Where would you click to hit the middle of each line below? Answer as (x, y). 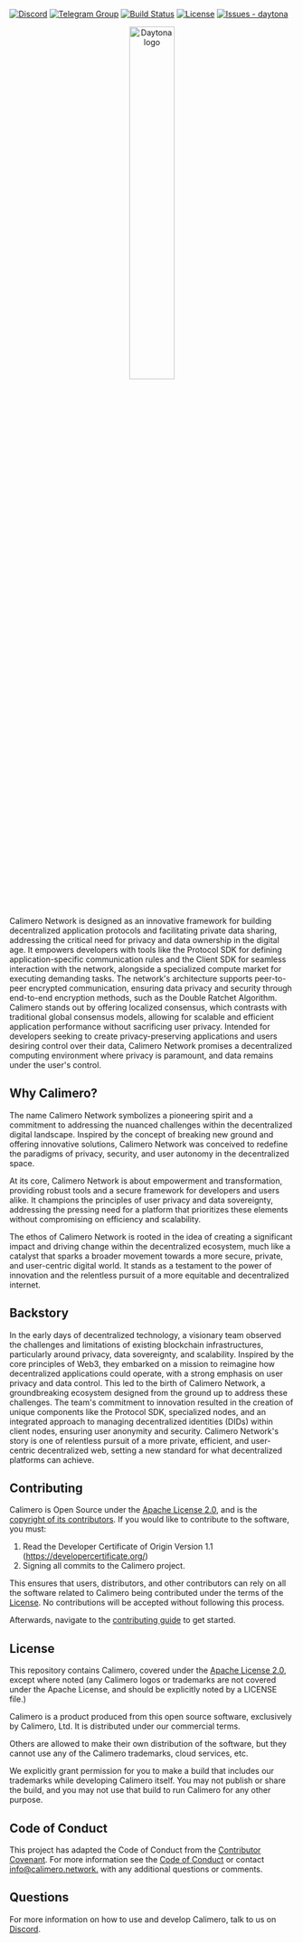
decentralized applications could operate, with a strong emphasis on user (146, 1373)
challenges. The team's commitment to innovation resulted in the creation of (151, 1402)
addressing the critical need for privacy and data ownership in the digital (145, 940)
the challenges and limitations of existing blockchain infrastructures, (137, 1344)
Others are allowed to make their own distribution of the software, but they (148, 1744)
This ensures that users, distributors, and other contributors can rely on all (148, 1583)
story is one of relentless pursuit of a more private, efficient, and (129, 1440)
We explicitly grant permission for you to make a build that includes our (142, 1771)
